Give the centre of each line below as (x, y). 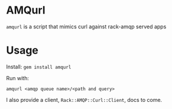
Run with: (18, 78)
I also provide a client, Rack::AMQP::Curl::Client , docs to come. (84, 100)
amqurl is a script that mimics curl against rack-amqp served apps (86, 27)
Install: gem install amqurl (39, 67)
